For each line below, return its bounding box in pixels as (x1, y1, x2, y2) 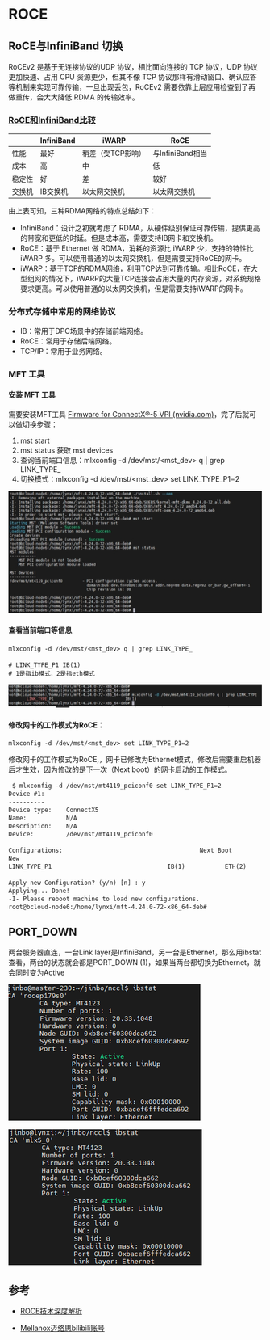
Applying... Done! (8, 887, 70, 895)
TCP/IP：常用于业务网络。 (19, 346, 107, 356)
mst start (19, 436, 50, 445)
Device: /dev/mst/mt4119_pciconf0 (8, 830, 153, 839)
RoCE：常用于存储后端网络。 (19, 336, 117, 346)
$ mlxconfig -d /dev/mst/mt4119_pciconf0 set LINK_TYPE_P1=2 (11, 782, 222, 790)
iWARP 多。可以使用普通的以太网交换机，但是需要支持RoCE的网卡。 (19, 254, 247, 263)
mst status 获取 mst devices (19, 445, 114, 455)
